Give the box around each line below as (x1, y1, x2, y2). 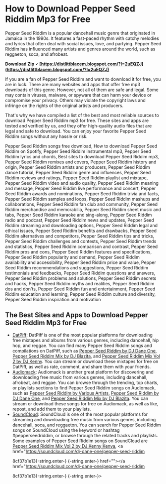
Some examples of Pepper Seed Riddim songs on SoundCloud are (12, 438, 148, 444)
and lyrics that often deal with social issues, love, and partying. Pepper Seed (5, 40, 162, 46)
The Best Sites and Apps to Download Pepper (5, 311, 148, 319)
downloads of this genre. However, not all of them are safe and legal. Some (5, 87, 159, 93)
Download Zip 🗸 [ (5, 61, 41, 67)
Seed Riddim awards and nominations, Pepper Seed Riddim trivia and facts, (5, 190, 160, 197)
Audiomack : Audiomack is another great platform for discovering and (12, 369, 154, 375)
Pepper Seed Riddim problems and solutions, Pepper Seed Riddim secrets (5, 275, 157, 281)
